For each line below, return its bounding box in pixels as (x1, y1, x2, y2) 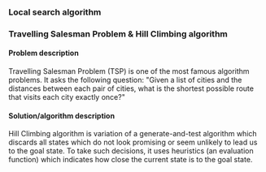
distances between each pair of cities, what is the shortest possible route (8, 84, 255, 93)
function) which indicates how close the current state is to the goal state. (8, 155, 253, 165)
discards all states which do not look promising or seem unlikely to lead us (8, 137, 258, 148)
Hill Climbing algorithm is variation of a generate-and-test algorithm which (8, 129, 258, 139)
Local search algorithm (8, 6, 102, 18)
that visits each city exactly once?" (8, 92, 126, 102)
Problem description (8, 48, 79, 58)
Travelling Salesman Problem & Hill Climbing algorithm (8, 28, 228, 39)
